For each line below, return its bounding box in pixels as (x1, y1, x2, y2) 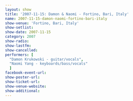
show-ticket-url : (5, 79, 40, 84)
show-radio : (5, 39, 29, 44)
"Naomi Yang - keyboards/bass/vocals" (9, 61, 88, 66)
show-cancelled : (5, 48, 38, 52)
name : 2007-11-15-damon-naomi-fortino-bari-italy (5, 16, 108, 21)
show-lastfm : (5, 43, 32, 48)
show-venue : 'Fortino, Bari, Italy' (5, 20, 79, 26)
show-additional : (5, 88, 40, 93)
